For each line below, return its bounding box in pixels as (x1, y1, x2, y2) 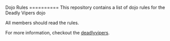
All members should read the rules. (5, 20, 79, 26)
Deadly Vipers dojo (5, 10, 46, 16)
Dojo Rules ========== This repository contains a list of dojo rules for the (5, 5, 165, 10)
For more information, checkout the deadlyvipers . (5, 30, 110, 35)
